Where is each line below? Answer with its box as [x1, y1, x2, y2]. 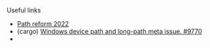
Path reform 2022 [16, 20, 69, 28]
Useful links [6, 6, 41, 14]
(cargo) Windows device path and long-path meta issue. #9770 [16, 28, 203, 35]
